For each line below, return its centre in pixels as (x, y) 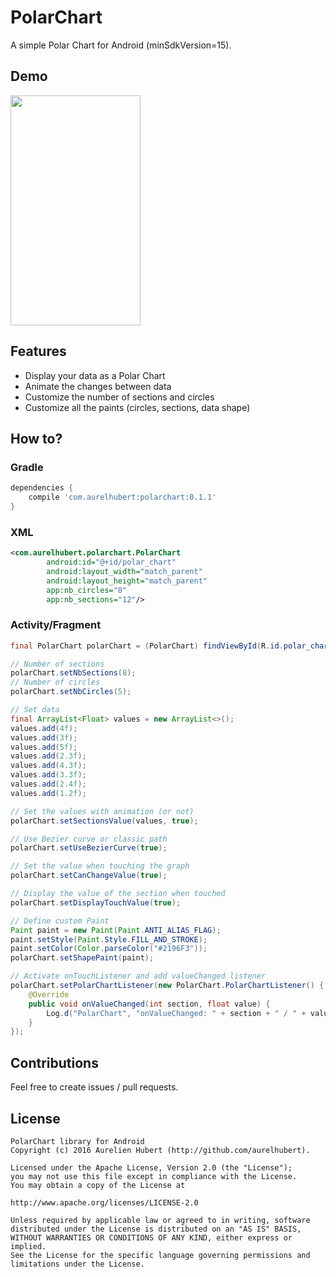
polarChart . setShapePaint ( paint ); (82, 958)
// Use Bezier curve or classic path (89, 839)
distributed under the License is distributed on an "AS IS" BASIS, (156, 1229)
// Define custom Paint (60, 921)
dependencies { (42, 488)
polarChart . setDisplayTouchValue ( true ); (96, 902)
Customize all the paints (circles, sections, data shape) (137, 407)
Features (38, 351)
